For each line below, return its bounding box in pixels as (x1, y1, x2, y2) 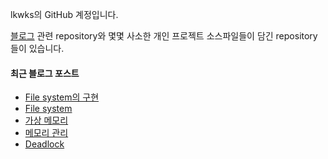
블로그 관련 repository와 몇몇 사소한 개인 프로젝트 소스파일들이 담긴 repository (10, 30, 318, 42)
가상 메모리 (24, 114, 69, 127)
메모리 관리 (24, 127, 69, 139)
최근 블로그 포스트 (10, 67, 80, 79)
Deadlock (24, 138, 65, 150)
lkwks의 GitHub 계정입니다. (10, 9, 119, 20)
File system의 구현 (24, 91, 100, 103)
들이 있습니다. (10, 43, 65, 54)
